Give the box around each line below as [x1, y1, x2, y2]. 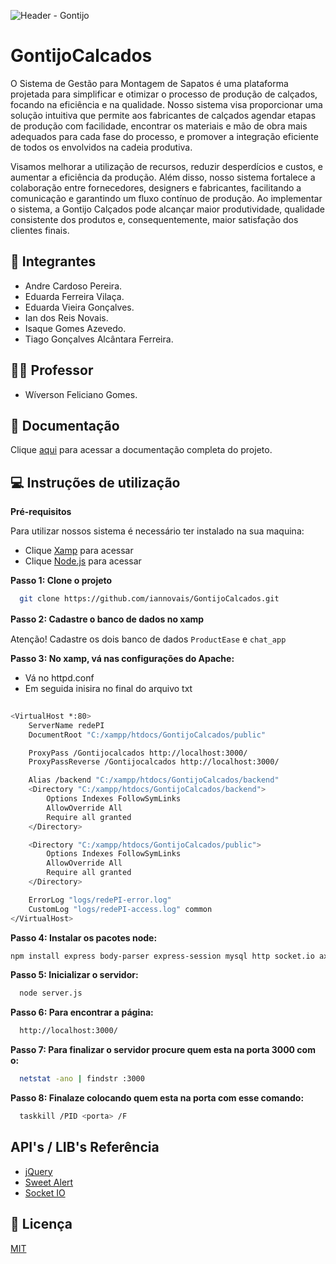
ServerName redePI [28, 720, 105, 730]
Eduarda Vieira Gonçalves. [24, 301, 135, 313]
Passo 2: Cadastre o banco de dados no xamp [10, 613, 205, 625]
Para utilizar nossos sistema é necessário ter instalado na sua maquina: [10, 525, 305, 537]
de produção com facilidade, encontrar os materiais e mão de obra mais [10, 120, 308, 132]
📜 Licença [10, 1216, 73, 1233]
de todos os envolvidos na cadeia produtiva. [10, 141, 193, 153]
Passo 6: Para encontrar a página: [10, 1006, 154, 1019]
